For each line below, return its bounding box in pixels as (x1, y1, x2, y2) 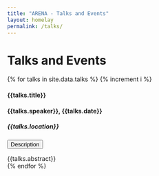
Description (10, 141, 40, 148)
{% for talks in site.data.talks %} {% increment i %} (7, 75, 153, 83)
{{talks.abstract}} (7, 155, 56, 163)
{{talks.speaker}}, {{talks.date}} (7, 107, 103, 115)
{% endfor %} (7, 162, 47, 170)
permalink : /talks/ (7, 23, 63, 30)
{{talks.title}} (7, 91, 47, 99)
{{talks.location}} (7, 122, 60, 131)
